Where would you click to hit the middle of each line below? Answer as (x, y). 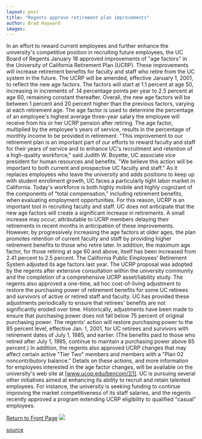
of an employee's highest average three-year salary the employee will (93, 117)
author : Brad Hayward (33, 23)
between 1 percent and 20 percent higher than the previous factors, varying (100, 104)
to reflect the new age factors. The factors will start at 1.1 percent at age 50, (100, 85)
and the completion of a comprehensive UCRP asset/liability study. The (95, 277)
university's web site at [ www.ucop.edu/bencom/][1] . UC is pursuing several (101, 374)
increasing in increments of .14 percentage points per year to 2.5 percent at (100, 91)
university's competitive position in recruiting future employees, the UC (95, 53)
